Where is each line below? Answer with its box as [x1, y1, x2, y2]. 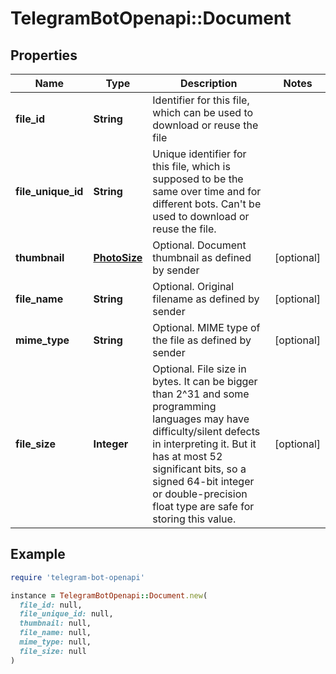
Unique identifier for [152, 147, 247, 161]
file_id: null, [19, 600, 83, 610]
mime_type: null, [19, 637, 92, 647]
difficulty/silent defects [152, 425, 261, 438]
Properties [10, 47, 78, 64]
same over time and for [152, 185, 262, 198]
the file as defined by [152, 333, 252, 347]
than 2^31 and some [152, 387, 250, 401]
